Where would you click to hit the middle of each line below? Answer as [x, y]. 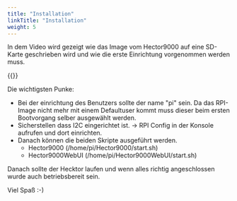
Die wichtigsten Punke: [41, 90]
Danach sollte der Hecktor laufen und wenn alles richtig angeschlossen [111, 169]
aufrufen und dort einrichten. [60, 133]
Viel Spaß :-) [26, 190]
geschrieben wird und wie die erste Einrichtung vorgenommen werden [127, 54]
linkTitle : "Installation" [47, 20]
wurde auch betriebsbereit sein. [54, 176]
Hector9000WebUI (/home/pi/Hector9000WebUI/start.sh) [112, 155]
